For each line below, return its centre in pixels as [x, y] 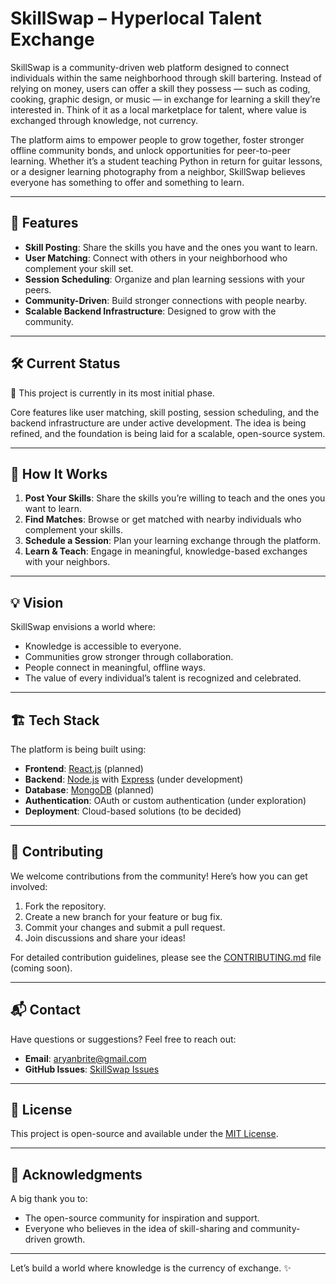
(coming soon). [41, 968]
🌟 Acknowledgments [76, 1174]
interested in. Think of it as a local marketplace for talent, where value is [158, 109]
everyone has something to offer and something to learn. [127, 182]
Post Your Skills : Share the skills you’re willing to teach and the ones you [175, 498]
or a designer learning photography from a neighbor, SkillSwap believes [158, 171]
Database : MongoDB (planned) [89, 790]
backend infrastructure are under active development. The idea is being [158, 423]
